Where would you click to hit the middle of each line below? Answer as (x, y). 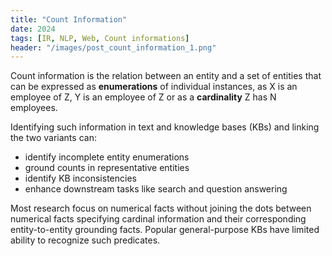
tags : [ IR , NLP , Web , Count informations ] (100, 38)
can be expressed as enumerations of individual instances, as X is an (154, 87)
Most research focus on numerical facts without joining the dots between (161, 208)
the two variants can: (53, 138)
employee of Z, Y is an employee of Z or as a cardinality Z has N (143, 97)
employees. (34, 108)
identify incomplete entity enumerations (107, 157)
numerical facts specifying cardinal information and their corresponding (158, 219)
